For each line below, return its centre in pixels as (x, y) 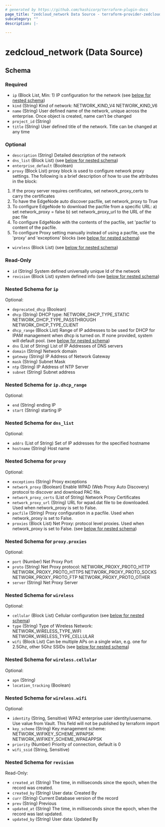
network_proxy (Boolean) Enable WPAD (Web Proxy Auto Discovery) (81, 487)
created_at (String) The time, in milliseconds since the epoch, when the (84, 783)
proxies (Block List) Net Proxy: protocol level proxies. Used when (78, 523)
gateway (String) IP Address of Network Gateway (61, 356)
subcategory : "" (22, 19)
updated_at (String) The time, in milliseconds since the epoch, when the (84, 809)
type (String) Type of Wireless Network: (52, 626)
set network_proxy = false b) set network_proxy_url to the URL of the (82, 212)
